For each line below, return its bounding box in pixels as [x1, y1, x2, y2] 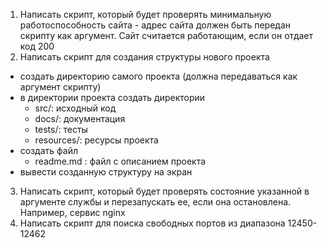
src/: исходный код [34, 102, 117, 114]
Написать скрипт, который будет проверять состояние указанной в [19, 185, 310, 197]
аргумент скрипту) [19, 81, 102, 93]
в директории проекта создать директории [19, 92, 206, 103]
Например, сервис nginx [19, 207, 126, 218]
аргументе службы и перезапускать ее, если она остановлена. [19, 196, 292, 208]
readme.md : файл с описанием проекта [34, 155, 207, 167]
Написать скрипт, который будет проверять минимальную [19, 9, 272, 20]
